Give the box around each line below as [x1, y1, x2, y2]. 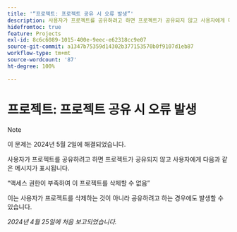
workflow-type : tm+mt [7, 50, 71, 57]
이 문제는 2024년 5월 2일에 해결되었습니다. [7, 140, 126, 148]
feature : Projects [7, 30, 61, 37]
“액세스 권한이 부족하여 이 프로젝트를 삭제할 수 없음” [7, 178, 150, 187]
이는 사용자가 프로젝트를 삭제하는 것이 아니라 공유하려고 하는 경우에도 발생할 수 [7, 193, 224, 202]
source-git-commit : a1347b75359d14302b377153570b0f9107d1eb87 [7, 43, 194, 50]
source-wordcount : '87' [7, 56, 78, 63]
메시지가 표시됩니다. [14, 164, 70, 172]
